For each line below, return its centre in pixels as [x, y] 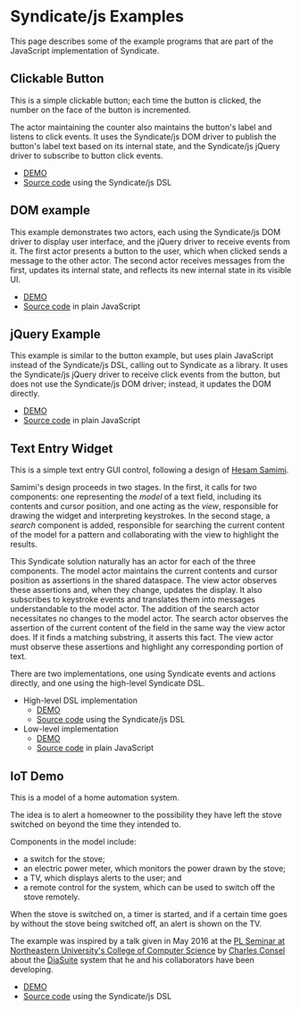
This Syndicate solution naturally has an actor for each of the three [133, 562]
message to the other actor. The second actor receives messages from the [148, 260]
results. [24, 544]
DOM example [50, 210]
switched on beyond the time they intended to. [96, 824]
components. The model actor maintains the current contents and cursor [144, 571]
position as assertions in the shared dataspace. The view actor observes [144, 580]
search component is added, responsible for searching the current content [147, 525]
